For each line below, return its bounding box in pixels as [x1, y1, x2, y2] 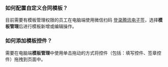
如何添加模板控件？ [5, 37, 52, 44]
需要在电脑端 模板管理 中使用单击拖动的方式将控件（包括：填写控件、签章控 [5, 50, 161, 56]
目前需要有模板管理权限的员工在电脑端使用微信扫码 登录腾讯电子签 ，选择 [5, 17, 158, 23]
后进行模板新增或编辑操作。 [18, 23, 77, 29]
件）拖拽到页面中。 [5, 56, 46, 62]
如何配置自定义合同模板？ [5, 4, 68, 11]
